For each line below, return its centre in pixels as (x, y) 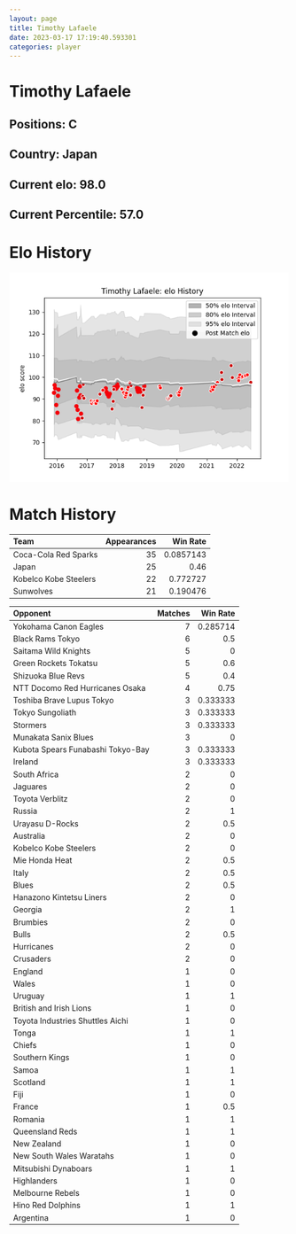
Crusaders (32, 959)
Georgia (27, 910)
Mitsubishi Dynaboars (53, 1168)
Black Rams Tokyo (47, 639)
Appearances (131, 541)
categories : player (45, 47)
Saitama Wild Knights (52, 651)
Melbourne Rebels (46, 1193)
